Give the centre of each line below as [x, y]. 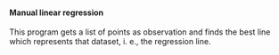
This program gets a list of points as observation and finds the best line [140, 32]
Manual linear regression [57, 12]
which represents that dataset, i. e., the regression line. [110, 42]
